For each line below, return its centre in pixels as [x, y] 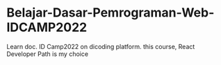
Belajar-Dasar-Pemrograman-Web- [110, 13]
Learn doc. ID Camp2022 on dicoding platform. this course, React [101, 46]
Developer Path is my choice [47, 54]
